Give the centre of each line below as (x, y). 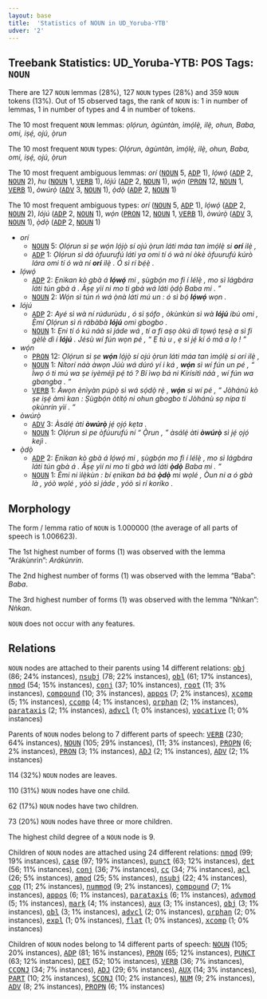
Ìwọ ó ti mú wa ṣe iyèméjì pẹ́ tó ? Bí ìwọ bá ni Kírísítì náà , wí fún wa (142, 373)
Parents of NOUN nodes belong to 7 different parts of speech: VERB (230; (126, 734)
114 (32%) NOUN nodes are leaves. (63, 775)
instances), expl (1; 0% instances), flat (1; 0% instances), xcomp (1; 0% (129, 920)
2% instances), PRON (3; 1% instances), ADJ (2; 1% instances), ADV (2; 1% (129, 751)
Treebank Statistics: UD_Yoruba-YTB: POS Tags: (131, 63)
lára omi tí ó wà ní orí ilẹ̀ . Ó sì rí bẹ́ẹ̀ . (93, 263)
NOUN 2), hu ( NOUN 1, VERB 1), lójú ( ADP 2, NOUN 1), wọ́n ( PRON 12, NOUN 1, (126, 181)
